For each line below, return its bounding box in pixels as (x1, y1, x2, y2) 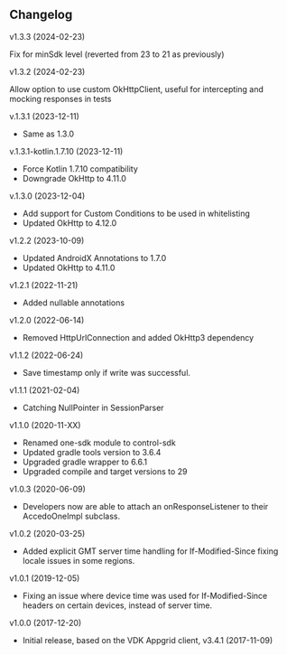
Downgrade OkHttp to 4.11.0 (22, 173, 126, 183)
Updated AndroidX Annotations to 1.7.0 (22, 252, 167, 263)
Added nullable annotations (22, 297, 125, 308)
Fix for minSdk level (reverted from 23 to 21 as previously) (9, 49, 225, 60)
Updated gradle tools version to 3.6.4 (22, 446, 162, 457)
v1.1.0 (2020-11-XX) (9, 419, 81, 430)
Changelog (9, 7, 73, 23)
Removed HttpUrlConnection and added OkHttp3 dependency (22, 332, 255, 342)
